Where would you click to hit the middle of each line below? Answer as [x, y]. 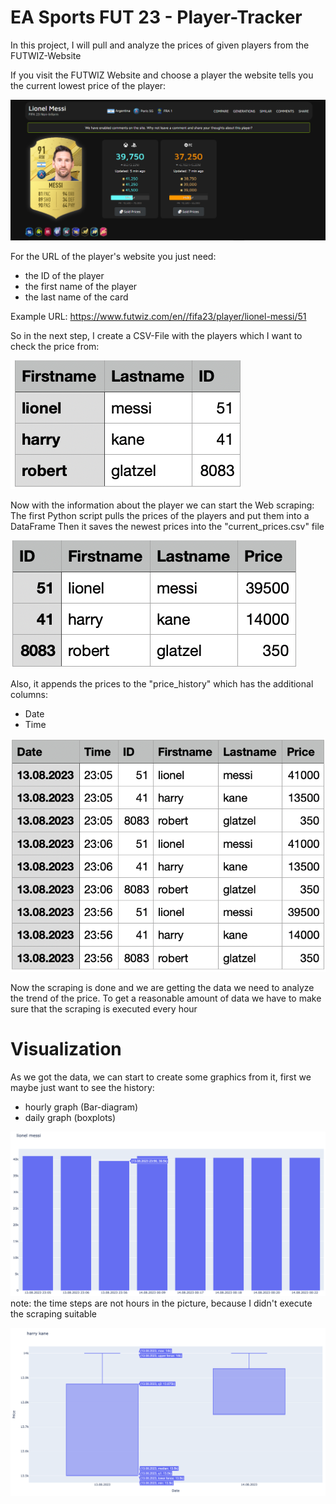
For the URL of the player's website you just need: [113, 256]
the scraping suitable [53, 1314]
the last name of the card [76, 297]
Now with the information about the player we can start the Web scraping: [162, 505]
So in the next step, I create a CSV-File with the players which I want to [156, 335]
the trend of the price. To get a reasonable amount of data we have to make [166, 998]
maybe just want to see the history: [82, 1087]
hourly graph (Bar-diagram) [81, 1107]
